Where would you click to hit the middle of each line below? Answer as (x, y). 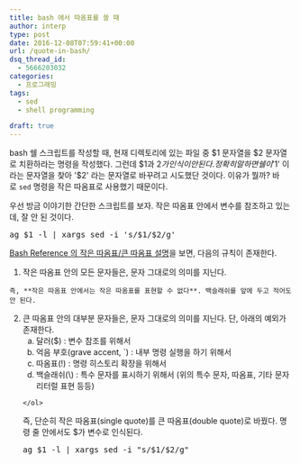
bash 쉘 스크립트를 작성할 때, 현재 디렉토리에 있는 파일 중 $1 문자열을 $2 (136, 153)
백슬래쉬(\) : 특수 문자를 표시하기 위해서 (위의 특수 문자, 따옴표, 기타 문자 (163, 375)
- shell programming (56, 110)
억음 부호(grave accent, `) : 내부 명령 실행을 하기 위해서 (134, 352)
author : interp (38, 26)
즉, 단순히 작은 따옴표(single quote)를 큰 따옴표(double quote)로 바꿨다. (150, 421)
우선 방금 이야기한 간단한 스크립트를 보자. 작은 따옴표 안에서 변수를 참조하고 (141, 206)
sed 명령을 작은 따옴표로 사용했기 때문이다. (93, 187)
